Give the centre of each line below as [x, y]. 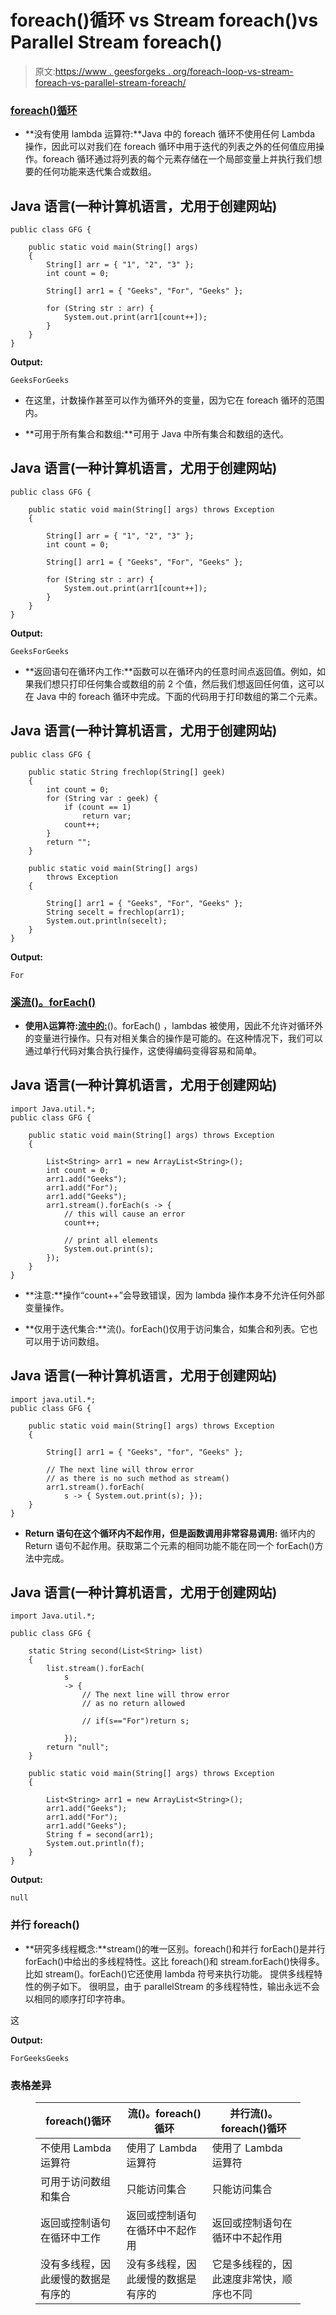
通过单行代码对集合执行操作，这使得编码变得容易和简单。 [143, 1050]
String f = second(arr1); [100, 1835]
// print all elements [111, 1240]
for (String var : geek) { [102, 798]
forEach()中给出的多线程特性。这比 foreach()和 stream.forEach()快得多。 [174, 1961]
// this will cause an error [124, 1214]
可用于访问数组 [76, 2181]
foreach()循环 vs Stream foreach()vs [164, 20]
